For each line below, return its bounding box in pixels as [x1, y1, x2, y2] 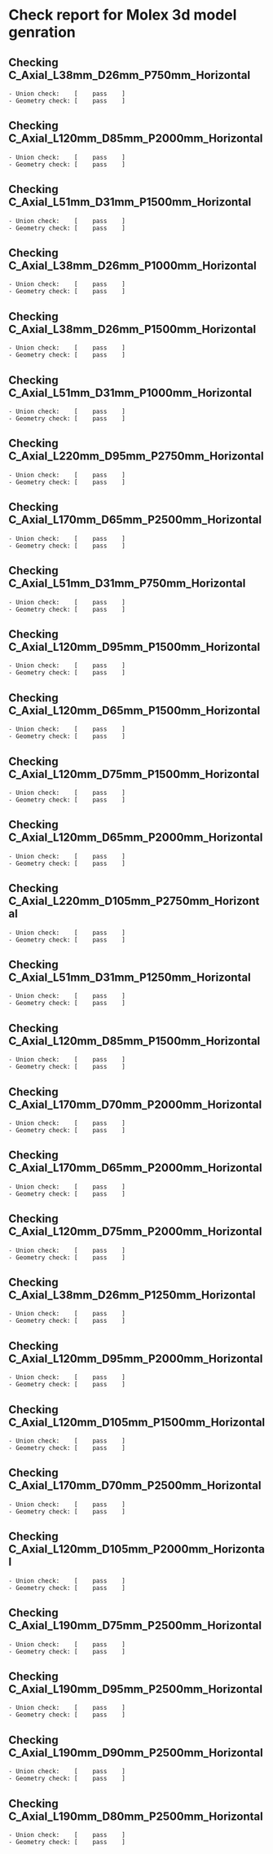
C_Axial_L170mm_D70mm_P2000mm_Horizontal [8, 1097, 262, 1111]
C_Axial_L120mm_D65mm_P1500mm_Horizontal [8, 703, 261, 718]
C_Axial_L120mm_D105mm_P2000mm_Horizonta [8, 1542, 265, 1557]
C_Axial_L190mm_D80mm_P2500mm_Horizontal [8, 1809, 263, 1823]
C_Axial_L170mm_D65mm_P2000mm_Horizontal [8, 1161, 262, 1175]
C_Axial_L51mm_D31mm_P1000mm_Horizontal [8, 385, 253, 400]
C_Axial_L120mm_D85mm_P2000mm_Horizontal [8, 132, 263, 146]
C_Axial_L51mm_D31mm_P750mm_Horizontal [8, 577, 246, 591]
